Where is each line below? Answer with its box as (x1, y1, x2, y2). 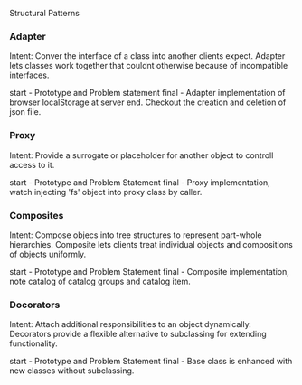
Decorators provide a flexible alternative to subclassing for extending (9, 329, 267, 340)
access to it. (9, 159, 55, 170)
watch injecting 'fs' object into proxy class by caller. (9, 186, 203, 197)
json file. (9, 107, 42, 117)
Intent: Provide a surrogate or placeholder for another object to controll (9, 149, 274, 161)
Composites (9, 209, 64, 221)
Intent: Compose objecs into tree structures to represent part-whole (9, 230, 262, 240)
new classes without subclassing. (9, 365, 135, 376)
